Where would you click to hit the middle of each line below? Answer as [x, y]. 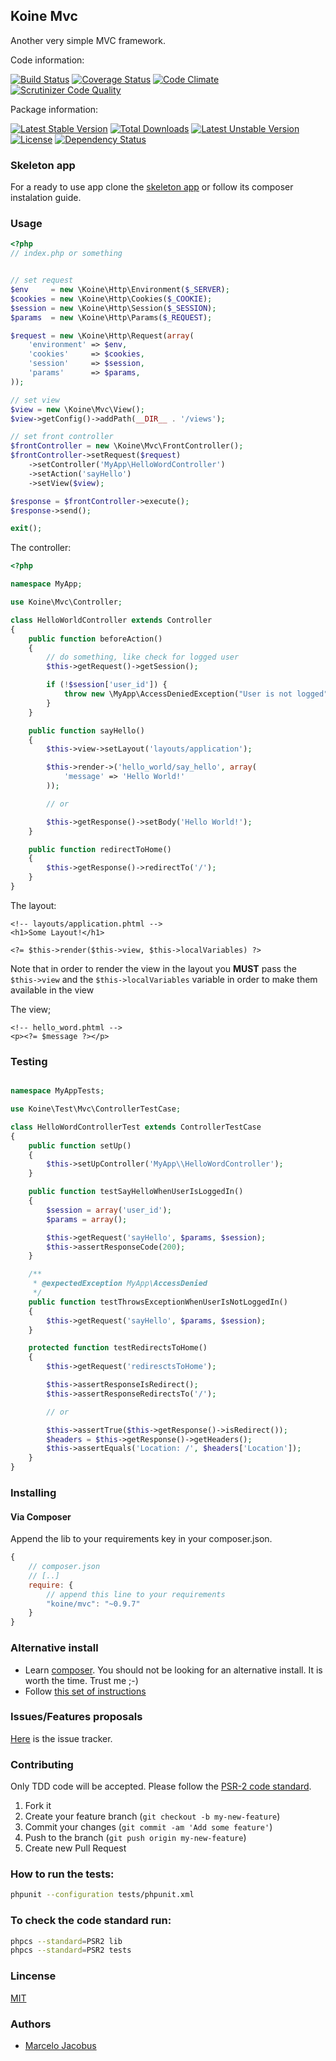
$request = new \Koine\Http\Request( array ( [102, 335]
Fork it [38, 1806]
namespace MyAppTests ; [57, 1091]
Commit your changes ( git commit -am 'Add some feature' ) [148, 1827]
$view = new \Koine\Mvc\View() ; [77, 409]
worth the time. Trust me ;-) [81, 1680]
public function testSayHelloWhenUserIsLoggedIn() [136, 1192]
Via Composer [41, 1516]
